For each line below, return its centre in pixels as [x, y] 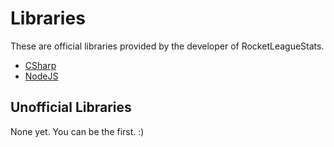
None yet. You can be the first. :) [77, 131]
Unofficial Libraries [71, 107]
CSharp [40, 65]
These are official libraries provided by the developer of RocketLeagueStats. [167, 46]
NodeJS [41, 76]
